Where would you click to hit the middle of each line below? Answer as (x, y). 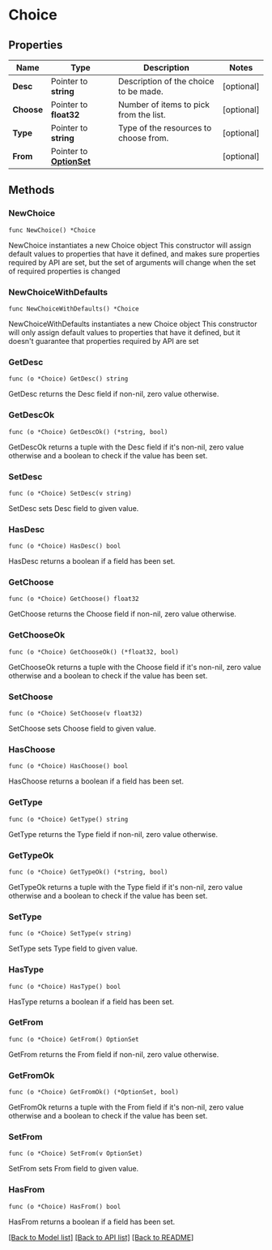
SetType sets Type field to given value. (73, 949)
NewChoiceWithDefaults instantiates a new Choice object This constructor (133, 324)
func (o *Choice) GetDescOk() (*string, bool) (88, 432)
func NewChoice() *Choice (52, 230)
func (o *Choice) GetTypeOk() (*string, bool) (88, 872)
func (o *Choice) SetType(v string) (70, 934)
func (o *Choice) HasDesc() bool (65, 546)
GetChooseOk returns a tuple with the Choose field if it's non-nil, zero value (135, 667)
